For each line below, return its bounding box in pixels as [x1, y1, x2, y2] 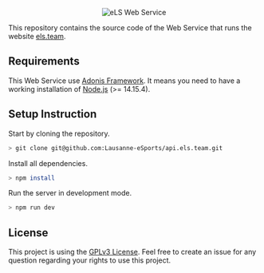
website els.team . [8, 32, 66, 41]
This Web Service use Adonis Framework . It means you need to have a [8, 76, 241, 85]
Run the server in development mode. [8, 188, 132, 198]
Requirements [8, 54, 80, 68]
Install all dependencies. [8, 158, 88, 168]
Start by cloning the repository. [8, 129, 110, 138]
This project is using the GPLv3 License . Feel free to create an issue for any [8, 247, 257, 257]
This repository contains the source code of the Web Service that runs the [8, 23, 253, 32]
